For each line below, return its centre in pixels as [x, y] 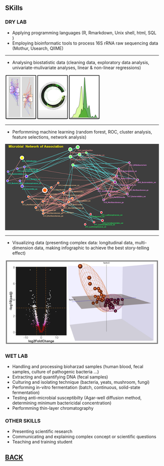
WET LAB [16, 356]
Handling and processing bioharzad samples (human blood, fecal [78, 366]
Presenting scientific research [42, 431]
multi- [141, 242]
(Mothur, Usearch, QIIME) [38, 48]
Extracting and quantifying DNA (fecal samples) [60, 377]
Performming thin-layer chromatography [53, 408]
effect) [19, 253]
